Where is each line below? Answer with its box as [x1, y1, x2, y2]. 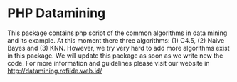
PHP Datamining [7, 5, 106, 21]
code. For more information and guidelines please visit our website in [7, 58, 210, 67]
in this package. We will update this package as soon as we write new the [7, 51, 223, 60]
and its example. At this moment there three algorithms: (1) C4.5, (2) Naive [7, 36, 225, 44]
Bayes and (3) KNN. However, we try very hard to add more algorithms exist [7, 43, 230, 52]
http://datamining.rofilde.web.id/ [7, 66, 102, 75]
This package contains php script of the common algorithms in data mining [7, 29, 228, 37]
